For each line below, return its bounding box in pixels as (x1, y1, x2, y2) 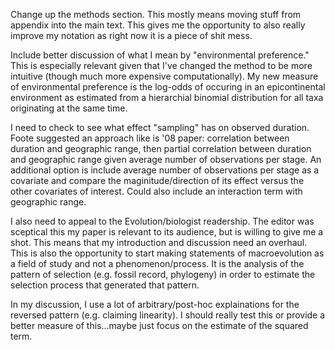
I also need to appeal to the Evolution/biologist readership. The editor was (10, 215, 315, 227)
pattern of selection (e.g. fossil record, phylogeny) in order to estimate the (10, 269, 316, 280)
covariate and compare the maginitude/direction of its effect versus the (10, 175, 305, 186)
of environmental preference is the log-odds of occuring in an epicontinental (10, 81, 326, 93)
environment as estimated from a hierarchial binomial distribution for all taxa (10, 92, 324, 103)
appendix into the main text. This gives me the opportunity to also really (10, 19, 306, 31)
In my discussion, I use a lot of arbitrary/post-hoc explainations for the (10, 299, 300, 310)
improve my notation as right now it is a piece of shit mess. (10, 30, 253, 41)
